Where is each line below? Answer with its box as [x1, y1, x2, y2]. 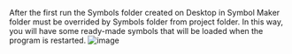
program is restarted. [9, 35, 87, 45]
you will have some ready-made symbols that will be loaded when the [9, 26, 264, 36]
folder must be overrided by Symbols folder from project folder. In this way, [9, 17, 283, 27]
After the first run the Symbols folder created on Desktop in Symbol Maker [9, 8, 280, 17]
